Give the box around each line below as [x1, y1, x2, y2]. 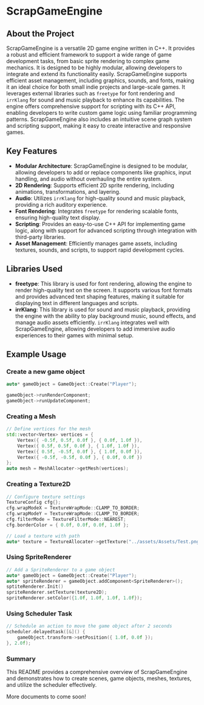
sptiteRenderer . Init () [6, 583, 64, 590]
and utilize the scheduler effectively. [6, 681, 97, 689]
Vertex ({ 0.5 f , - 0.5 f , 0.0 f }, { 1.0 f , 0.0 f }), [17, 449, 143, 455]
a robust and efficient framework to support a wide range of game [6, 51, 172, 58]
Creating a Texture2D [6, 480, 71, 489]
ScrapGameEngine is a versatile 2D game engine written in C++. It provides [6, 44, 195, 52]
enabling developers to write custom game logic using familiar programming [6, 109, 197, 116]
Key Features [6, 146, 58, 156]
